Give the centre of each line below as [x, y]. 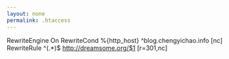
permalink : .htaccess [39, 20]
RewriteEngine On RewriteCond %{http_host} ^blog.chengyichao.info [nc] [115, 40]
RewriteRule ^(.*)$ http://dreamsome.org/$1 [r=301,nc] [87, 48]
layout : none [26, 14]
